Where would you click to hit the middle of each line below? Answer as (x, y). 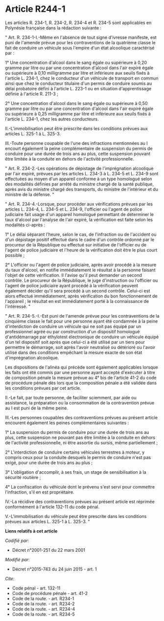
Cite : (10, 578)
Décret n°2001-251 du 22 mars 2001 (49, 550)
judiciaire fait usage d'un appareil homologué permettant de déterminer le (80, 214)
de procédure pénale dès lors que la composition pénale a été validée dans (81, 383)
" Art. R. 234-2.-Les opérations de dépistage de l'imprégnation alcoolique (79, 168)
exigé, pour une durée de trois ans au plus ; (49, 462)
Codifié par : (17, 540)
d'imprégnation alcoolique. (32, 357)
